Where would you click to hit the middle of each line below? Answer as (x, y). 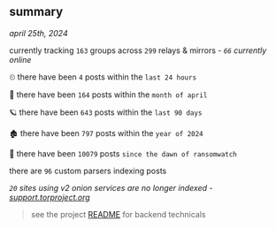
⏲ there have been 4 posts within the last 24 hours (103, 77)
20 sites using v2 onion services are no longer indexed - (111, 187)
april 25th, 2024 (38, 33)
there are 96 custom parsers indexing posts (88, 171)
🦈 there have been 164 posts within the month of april (108, 95)
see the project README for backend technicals (118, 214)
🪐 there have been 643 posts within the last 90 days (106, 112)
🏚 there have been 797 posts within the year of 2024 (106, 133)
